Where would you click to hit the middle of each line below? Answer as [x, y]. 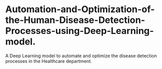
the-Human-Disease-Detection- [75, 20]
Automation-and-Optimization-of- [80, 9]
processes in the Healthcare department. [49, 61]
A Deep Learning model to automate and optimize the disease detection [81, 56]
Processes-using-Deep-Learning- [80, 31]
